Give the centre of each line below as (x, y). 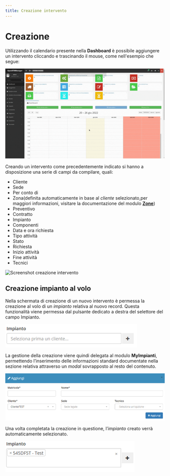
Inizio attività (26, 252)
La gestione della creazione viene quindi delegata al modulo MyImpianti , (81, 355)
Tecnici (20, 263)
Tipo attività (25, 236)
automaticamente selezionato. (37, 434)
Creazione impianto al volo (48, 289)
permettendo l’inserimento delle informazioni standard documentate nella (82, 361)
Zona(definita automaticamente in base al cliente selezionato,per (80, 198)
